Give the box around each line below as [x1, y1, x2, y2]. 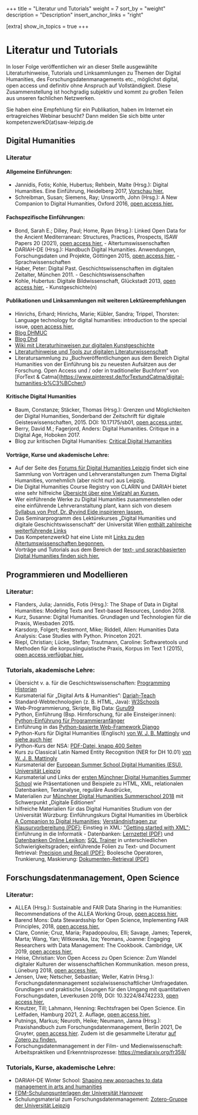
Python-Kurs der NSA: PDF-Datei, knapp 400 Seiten [14, 743, 142, 750]
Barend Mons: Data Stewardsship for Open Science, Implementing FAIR [14, 916, 189, 923]
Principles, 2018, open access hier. [14, 923, 100, 930]
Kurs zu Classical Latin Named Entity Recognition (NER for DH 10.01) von [14, 748, 191, 756]
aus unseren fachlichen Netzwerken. [6, 94, 96, 101]
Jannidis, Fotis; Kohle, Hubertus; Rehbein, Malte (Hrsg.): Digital [14, 181, 168, 188]
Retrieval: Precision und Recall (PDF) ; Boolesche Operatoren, [14, 849, 164, 856]
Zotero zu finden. [14, 1036, 57, 1043]
